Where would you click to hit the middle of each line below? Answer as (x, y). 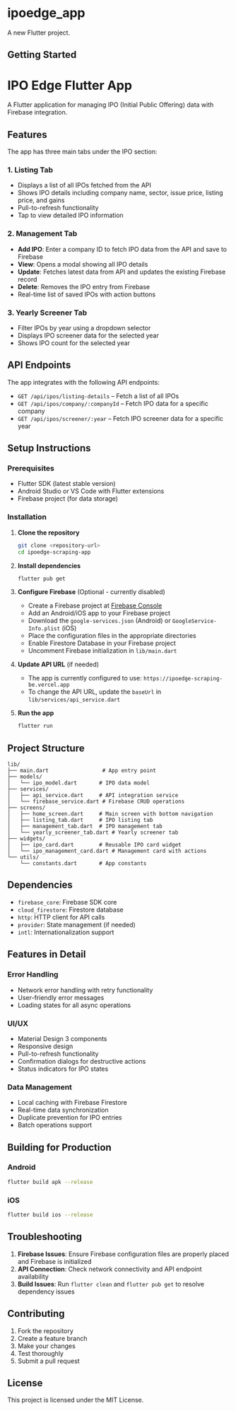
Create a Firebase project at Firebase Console (95, 605)
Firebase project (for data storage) (68, 499)
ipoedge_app (46, 13)
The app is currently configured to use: (85, 678)
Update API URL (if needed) (58, 664)
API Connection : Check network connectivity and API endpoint (110, 1269)
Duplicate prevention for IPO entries (70, 1117)
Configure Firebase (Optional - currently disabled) (92, 592)
